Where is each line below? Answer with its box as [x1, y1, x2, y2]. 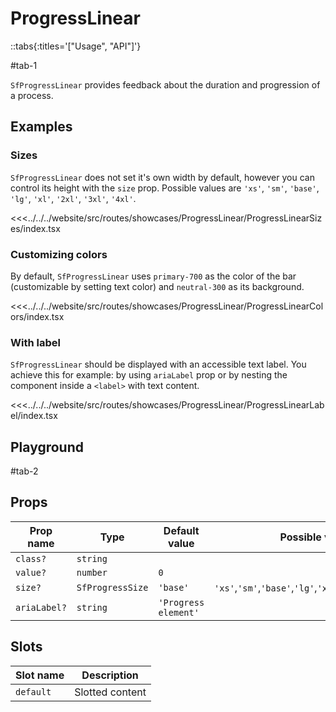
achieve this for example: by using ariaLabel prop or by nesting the [10, 369, 288, 381]
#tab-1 [10, 59, 38, 71]
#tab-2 [10, 465, 39, 477]
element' [158, 607, 200, 618]
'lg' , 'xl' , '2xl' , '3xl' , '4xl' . [10, 192, 137, 204]
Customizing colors [10, 247, 108, 261]
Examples [10, 118, 73, 136]
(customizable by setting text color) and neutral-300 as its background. [10, 280, 305, 292]
